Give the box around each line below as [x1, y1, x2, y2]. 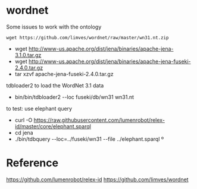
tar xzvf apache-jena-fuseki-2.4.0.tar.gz [14, 70, 114, 77]
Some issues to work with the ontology [6, 23, 102, 30]
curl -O [14, 116, 33, 124]
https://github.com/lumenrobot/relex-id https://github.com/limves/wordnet [6, 176, 189, 183]
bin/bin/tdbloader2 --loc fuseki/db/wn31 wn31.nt [14, 93, 135, 100]
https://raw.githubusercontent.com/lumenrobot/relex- [33, 116, 165, 124]
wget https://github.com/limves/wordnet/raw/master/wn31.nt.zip [6, 34, 169, 40]
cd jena [14, 129, 33, 136]
